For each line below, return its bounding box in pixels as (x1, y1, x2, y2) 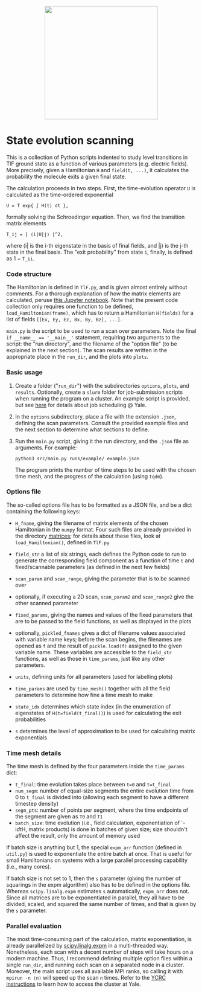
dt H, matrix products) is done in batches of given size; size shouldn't (16, 826, 188, 833)
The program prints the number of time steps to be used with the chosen (14, 466, 196, 474)
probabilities (14, 716, 46, 723)
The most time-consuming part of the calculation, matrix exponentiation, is (6, 936, 192, 943)
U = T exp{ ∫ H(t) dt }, (6, 202, 69, 208)
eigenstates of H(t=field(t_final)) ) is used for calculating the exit (14, 709, 182, 716)
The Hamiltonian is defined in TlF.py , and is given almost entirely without (6, 284, 188, 291)
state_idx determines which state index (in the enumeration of (14, 702, 171, 710)
